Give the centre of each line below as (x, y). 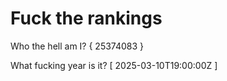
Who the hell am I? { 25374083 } (77, 46)
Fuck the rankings (86, 18)
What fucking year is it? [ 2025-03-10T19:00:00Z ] (114, 65)
